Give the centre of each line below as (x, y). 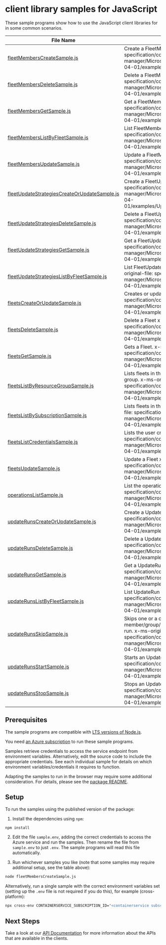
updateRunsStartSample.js (39, 666)
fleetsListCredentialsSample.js (43, 442)
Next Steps (22, 921)
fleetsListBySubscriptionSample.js (47, 415)
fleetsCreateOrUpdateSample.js (44, 303)
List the (133, 486)
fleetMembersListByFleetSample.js (48, 137)
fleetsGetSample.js (30, 356)
